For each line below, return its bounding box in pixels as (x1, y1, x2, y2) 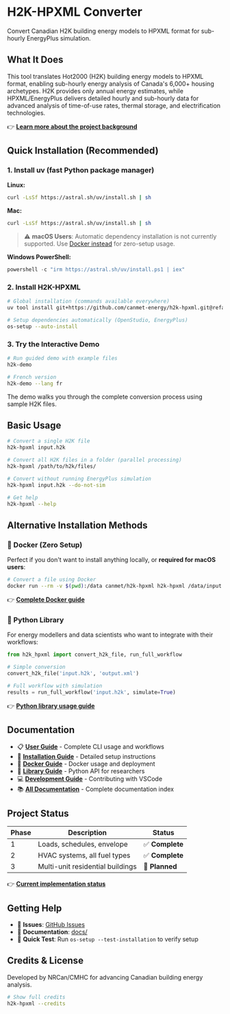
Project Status (7, 807, 70, 819)
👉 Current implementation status (7, 880, 106, 888)
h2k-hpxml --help (7, 500, 57, 508)
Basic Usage (7, 420, 62, 432)
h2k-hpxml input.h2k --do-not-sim (7, 482, 106, 488)
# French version (7, 373, 57, 381)
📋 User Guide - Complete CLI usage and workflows (16, 742, 165, 751)
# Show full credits (7, 993, 66, 1000)
